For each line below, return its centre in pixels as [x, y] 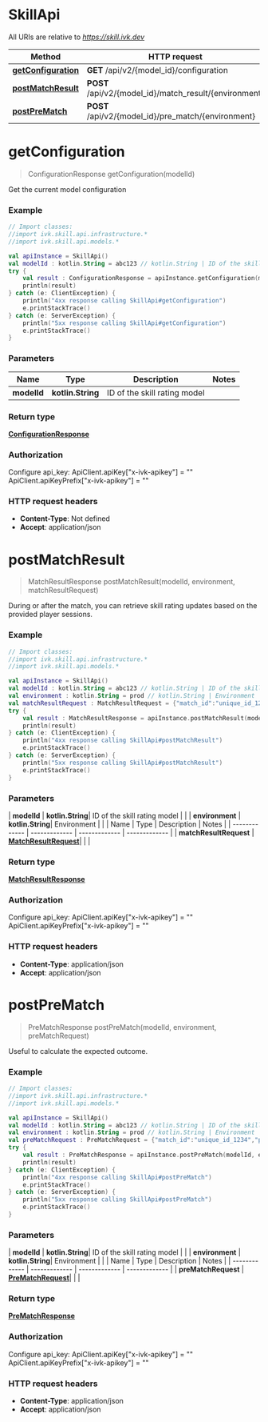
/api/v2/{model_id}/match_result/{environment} [175, 93]
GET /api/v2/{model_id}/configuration [158, 70]
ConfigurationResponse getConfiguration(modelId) [111, 174]
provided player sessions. [51, 615]
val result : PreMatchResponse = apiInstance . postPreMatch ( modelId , [139, 1155]
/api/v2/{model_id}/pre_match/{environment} [171, 116]
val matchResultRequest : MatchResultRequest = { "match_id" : [112, 703]
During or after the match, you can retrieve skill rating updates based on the [133, 606]
